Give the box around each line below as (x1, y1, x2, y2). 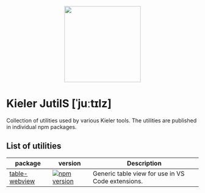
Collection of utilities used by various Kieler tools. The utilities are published (6, 116, 197, 124)
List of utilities (6, 141, 62, 152)
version (58, 159, 81, 167)
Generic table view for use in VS (92, 169, 185, 178)
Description (127, 159, 162, 167)
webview (9, 177, 35, 185)
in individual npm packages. (6, 123, 77, 130)
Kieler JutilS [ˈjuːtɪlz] (6, 97, 112, 111)
